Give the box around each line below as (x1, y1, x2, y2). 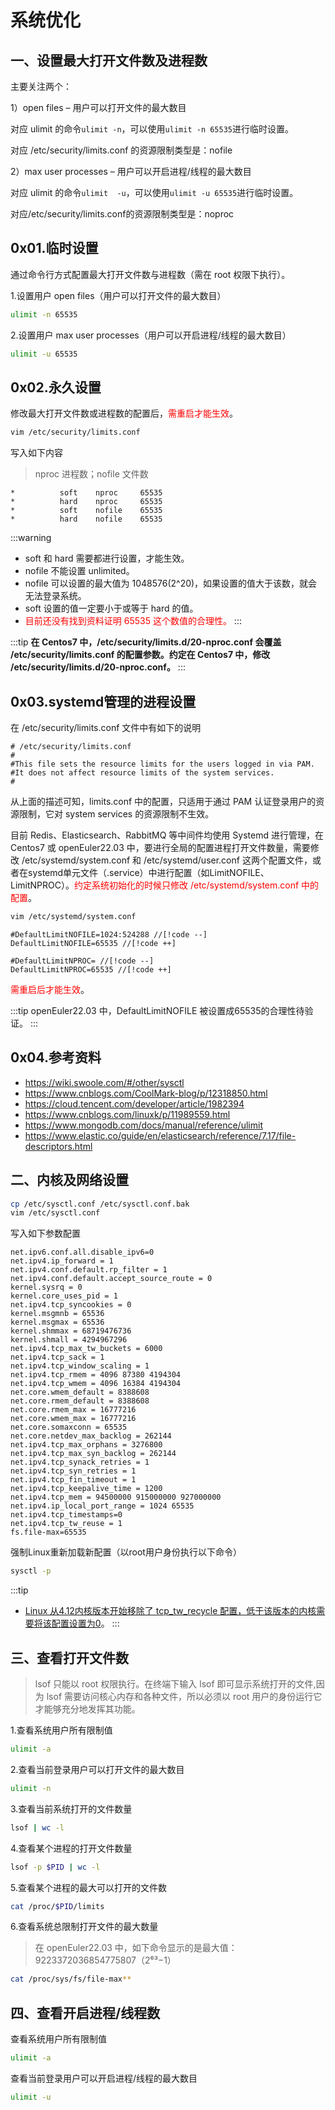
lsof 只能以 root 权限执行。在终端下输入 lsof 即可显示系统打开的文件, (34, 1678, 317, 1690)
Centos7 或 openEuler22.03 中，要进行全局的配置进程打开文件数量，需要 (10, 842, 311, 854)
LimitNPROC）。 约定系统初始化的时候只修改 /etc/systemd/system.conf (10, 879, 300, 891)
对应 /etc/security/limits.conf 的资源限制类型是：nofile (10, 144, 233, 156)
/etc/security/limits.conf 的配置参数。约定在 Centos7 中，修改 (10, 649, 271, 661)
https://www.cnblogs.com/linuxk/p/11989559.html (24, 1108, 231, 1120)
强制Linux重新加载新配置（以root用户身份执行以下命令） (10, 1546, 242, 1558)
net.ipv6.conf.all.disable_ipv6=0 (10, 1247, 155, 1258)
